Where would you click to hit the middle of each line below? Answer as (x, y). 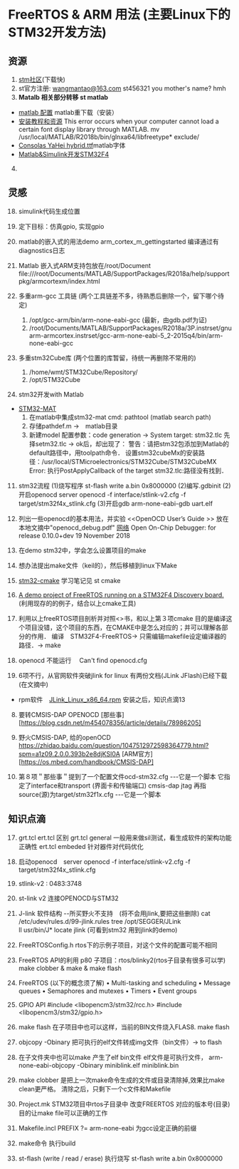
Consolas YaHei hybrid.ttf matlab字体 (72, 145)
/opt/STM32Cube (55, 379)
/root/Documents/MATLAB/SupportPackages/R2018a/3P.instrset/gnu (130, 328)
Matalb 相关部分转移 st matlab (63, 97)
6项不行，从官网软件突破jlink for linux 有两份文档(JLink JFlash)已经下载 (123, 675)
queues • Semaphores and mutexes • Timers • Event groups (108, 991)
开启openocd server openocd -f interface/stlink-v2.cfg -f (102, 494)
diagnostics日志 (42, 250)
